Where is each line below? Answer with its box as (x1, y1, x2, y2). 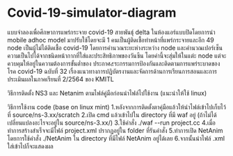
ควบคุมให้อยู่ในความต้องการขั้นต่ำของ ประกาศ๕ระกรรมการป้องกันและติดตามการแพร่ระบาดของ (7, 59, 220, 68)
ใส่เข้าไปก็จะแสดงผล (7, 141, 54, 150)
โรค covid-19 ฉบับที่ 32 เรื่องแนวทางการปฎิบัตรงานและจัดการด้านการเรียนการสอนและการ (7, 67, 218, 75)
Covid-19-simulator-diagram (7, 5, 177, 21)
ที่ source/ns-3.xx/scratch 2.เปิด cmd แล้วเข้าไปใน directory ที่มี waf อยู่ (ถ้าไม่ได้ (7, 110, 217, 119)
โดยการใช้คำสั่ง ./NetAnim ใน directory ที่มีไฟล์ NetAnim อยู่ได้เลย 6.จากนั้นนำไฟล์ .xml (7, 134, 225, 142)
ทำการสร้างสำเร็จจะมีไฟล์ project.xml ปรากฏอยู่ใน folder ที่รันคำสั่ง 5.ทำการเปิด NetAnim (7, 126, 224, 134)
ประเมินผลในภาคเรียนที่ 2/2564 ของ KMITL (7, 75, 115, 83)
